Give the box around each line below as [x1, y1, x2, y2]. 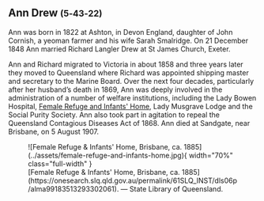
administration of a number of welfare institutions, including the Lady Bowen [8, 93, 257, 102]
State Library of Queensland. [129, 184, 224, 193]
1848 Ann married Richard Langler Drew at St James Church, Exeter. [8, 44, 231, 54]
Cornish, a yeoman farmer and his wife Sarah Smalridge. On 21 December [8, 36, 249, 45]
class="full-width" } [28, 158, 92, 169]
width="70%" [188, 150, 233, 160]
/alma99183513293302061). [28, 184, 119, 193]
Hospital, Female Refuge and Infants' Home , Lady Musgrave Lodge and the [8, 101, 253, 111]
